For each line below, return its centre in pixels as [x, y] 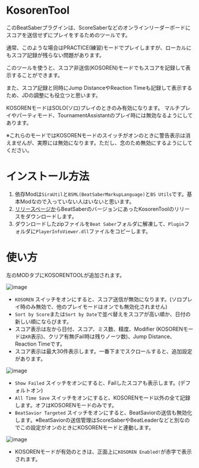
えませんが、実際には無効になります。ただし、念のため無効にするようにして [99, 143]
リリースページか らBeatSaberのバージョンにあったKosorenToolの [94, 209]
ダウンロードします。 [51, 216]
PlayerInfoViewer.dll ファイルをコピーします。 [93, 231]
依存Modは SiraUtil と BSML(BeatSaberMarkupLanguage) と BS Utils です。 [101, 194]
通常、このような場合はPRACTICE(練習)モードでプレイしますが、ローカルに [99, 48]
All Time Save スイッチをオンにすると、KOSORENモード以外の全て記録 [102, 398]
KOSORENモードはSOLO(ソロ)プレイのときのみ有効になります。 [85, 108]
